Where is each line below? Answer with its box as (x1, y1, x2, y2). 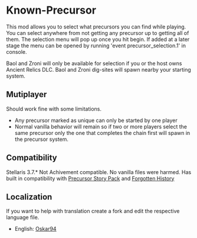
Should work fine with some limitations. (6, 105, 102, 112)
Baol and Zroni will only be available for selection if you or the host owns (6, 60, 182, 67)
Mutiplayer (6, 89, 47, 99)
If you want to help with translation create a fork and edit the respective (6, 208, 180, 215)
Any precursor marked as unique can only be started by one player (14, 117, 178, 124)
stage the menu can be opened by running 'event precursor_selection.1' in (6, 42, 186, 49)
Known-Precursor (6, 4, 96, 17)
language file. (6, 214, 40, 221)
